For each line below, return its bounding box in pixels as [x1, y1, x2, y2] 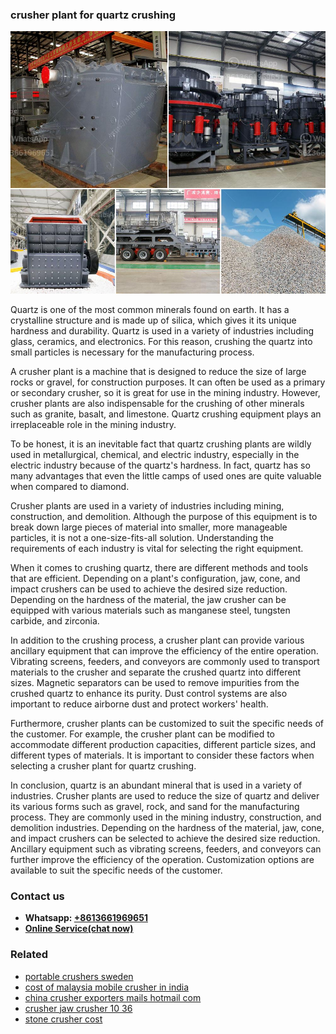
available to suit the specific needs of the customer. [10, 864, 223, 876]
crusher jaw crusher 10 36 [24, 1002, 133, 1014]
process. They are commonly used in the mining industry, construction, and [10, 811, 322, 823]
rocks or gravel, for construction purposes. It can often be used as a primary [10, 376, 326, 388]
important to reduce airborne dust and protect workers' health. [10, 698, 269, 710]
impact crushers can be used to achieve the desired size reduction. [10, 583, 288, 595]
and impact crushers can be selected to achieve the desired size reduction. [10, 832, 321, 844]
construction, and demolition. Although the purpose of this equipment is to [10, 510, 318, 522]
